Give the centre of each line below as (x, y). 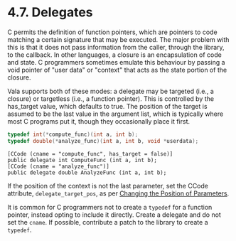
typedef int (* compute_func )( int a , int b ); (73, 134)
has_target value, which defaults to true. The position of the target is (107, 106)
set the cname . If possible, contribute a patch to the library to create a (108, 222)
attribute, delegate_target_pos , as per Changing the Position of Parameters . (118, 193)
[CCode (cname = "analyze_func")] (59, 166)
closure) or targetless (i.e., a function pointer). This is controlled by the (111, 98)
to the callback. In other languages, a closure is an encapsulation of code (114, 55)
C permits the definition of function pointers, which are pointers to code (113, 32)
